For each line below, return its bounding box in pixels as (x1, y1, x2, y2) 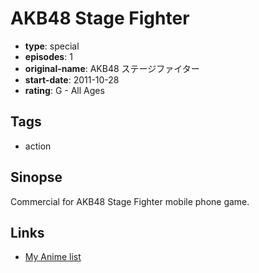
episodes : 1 (24, 50, 73, 62)
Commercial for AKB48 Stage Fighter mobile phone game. (10, 195, 250, 207)
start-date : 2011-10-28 (24, 73, 120, 86)
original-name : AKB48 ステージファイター (24, 62, 200, 74)
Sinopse (10, 169, 63, 186)
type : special (24, 40, 80, 52)
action (24, 140, 52, 152)
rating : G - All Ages (24, 84, 105, 96)
